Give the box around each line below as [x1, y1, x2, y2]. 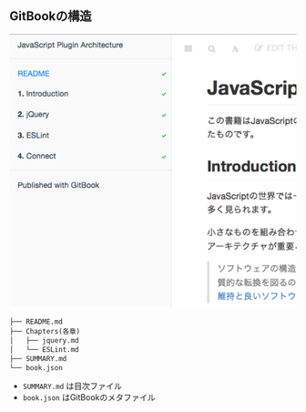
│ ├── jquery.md [9, 336, 79, 345]
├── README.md [9, 317, 64, 326]
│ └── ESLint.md [9, 345, 79, 355]
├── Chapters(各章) [9, 327, 81, 336]
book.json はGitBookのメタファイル [22, 392, 157, 403]
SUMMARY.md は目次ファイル [22, 381, 123, 392]
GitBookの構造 [9, 8, 93, 25]
